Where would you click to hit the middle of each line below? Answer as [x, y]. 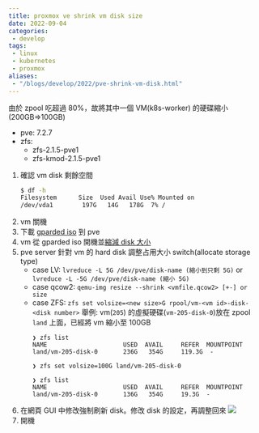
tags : [17, 46]
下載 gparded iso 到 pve [60, 232]
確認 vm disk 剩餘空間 [56, 175]
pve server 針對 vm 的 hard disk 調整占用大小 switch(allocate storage [135, 253]
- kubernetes [34, 62]
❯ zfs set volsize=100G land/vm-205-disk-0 [107, 366]
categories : [28, 31]
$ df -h [33, 190]
